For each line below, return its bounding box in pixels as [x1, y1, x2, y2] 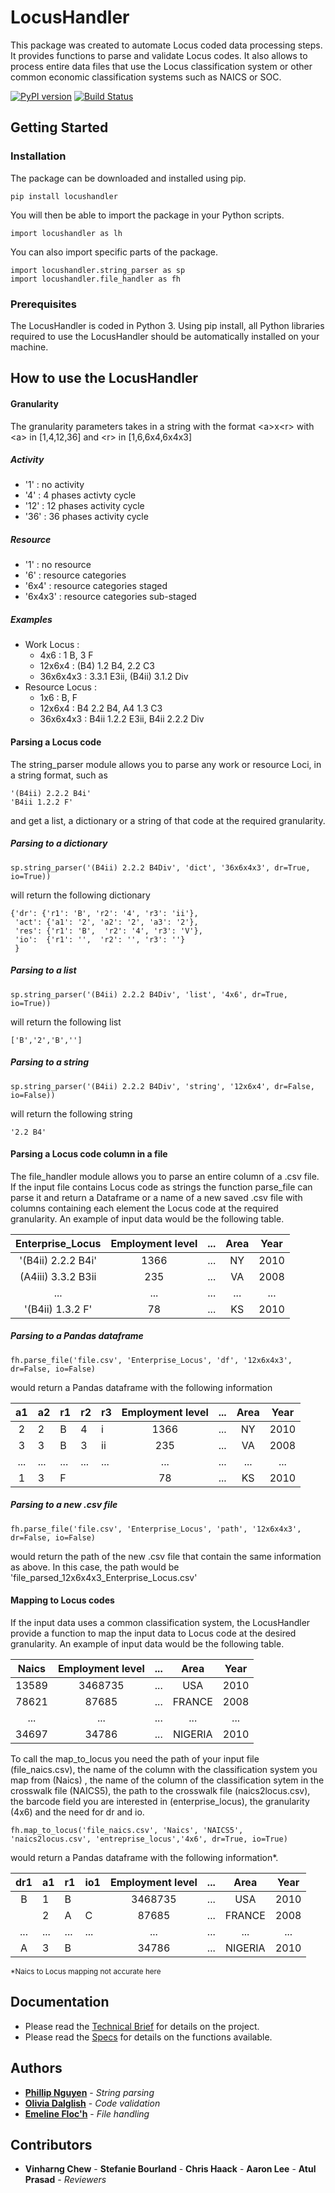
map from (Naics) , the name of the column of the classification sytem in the [10, 1774, 325, 1786]
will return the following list [10, 1016, 122, 1028]
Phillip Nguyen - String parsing [24, 2086, 155, 2098]
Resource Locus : [24, 681, 97, 693]
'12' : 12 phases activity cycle [24, 500, 145, 512]
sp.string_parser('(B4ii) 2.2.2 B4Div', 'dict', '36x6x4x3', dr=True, [10, 862, 311, 873]
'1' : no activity [24, 479, 85, 491]
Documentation [10, 1994, 110, 2011]
